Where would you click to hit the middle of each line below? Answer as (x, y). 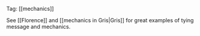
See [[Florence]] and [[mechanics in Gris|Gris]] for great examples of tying (100, 20)
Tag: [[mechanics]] (30, 9)
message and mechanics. (39, 27)
